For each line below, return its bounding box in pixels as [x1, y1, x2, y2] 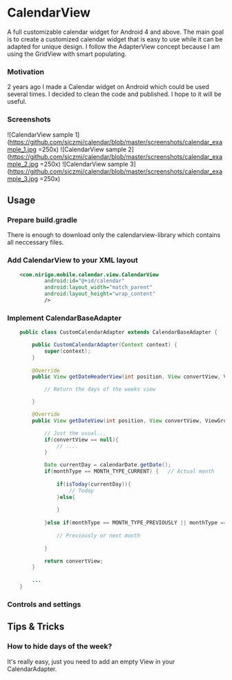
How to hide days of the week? [7, 641, 113, 651]
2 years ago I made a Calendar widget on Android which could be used [7, 83, 209, 91]
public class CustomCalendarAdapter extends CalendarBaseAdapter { [19, 329, 217, 336]
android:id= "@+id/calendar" [43, 278, 126, 285]
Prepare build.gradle [7, 215, 78, 225]
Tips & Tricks [7, 621, 65, 633]
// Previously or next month [56, 532, 140, 539]
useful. [7, 97, 27, 106]
